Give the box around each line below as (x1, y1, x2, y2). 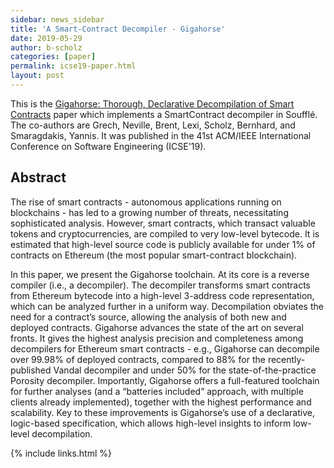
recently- (267, 353, 306, 365)
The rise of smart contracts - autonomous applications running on (10, 196, 282, 208)
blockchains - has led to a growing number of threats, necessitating (10, 206, 289, 218)
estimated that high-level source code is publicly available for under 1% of (10, 238, 316, 250)
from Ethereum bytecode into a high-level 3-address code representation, (10, 289, 315, 301)
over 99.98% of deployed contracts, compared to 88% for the (10, 353, 266, 365)
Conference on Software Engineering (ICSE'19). (10, 140, 207, 152)
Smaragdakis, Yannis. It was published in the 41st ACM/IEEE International (10, 129, 312, 141)
